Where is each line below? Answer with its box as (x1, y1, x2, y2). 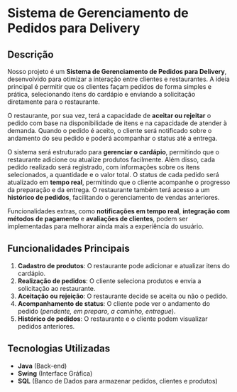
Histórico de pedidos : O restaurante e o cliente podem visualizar (17, 314, 208, 323)
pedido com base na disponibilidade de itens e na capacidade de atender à (7, 119, 227, 127)
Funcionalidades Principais (7, 243, 130, 255)
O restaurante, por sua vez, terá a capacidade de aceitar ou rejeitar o (7, 112, 211, 120)
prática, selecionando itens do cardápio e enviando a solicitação (7, 90, 196, 98)
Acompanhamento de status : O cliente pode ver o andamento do (17, 299, 211, 307)
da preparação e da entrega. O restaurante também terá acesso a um (7, 186, 211, 194)
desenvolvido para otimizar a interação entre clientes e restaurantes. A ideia (7, 75, 231, 83)
